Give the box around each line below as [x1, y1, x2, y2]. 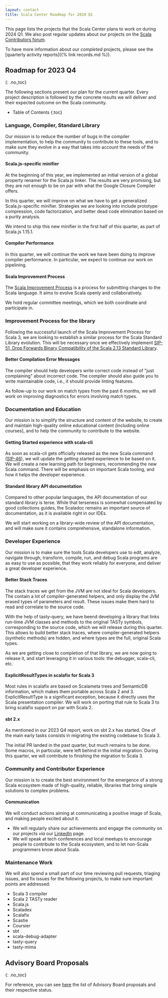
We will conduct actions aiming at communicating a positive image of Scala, [5, 810, 162, 816]
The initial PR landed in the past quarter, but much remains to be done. [5, 742, 151, 748]
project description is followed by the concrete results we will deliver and [5, 94, 156, 100]
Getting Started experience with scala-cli [5, 439, 93, 445]
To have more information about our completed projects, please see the [5, 46, 153, 52]
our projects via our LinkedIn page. [12, 830, 85, 837]
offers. [5, 188, 19, 194]
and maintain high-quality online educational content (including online [5, 422, 149, 429]
